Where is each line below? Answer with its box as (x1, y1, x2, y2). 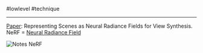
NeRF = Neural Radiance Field (6, 29, 82, 36)
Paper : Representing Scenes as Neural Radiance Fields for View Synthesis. (6, 22, 193, 30)
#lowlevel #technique (6, 5, 60, 12)
